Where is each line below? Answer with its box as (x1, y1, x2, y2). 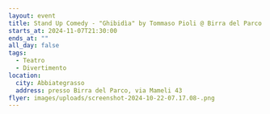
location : (8, 71, 42, 79)
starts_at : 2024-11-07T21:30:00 (8, 26, 117, 35)
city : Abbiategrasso (15, 79, 85, 87)
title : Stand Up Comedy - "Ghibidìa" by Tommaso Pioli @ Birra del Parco (8, 19, 263, 27)
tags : (8, 49, 27, 57)
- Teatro (15, 57, 45, 65)
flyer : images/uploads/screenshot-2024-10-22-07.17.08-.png (8, 94, 216, 102)
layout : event (8, 11, 57, 20)
